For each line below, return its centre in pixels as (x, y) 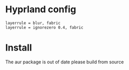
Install (19, 48)
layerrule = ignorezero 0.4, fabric (44, 27)
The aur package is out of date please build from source (64, 62)
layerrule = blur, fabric (33, 23)
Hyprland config (41, 9)
